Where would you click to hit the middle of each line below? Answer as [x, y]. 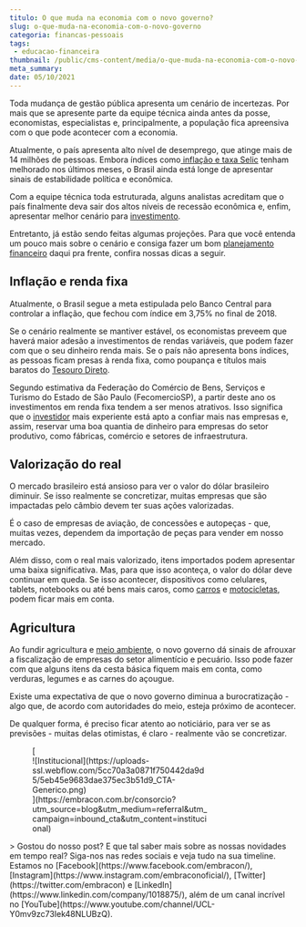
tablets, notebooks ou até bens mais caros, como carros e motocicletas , [145, 590]
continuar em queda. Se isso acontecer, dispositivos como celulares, [138, 580]
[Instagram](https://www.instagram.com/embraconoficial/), [121, 875]
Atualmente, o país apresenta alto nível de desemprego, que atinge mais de [151, 149]
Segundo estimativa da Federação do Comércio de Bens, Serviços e [138, 387]
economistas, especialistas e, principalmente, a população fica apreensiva [149, 122]
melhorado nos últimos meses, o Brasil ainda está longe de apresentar [141, 169]
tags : [20, 43]
